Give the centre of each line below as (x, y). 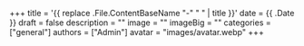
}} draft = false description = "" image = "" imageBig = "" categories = (140, 23)
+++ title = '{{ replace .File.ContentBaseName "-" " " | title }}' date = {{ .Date (152, 13)
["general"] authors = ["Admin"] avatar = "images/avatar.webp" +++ (137, 32)
